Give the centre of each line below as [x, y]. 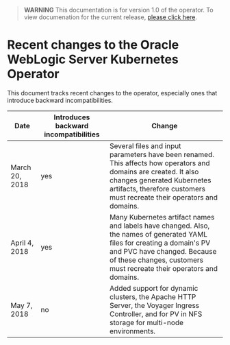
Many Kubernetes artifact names [162, 217]
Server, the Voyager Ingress [154, 305]
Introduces [72, 117]
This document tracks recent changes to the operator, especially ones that [112, 93]
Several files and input [145, 145]
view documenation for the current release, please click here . [110, 17]
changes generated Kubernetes [160, 180]
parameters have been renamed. [162, 154]
